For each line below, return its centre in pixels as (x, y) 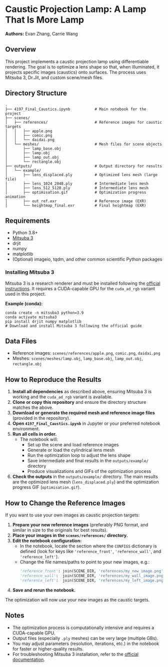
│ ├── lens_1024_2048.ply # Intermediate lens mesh (77, 184)
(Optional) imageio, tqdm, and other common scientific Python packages (87, 259)
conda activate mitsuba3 (31, 317)
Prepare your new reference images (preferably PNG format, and (80, 525)
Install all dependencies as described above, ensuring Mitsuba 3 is (82, 392)
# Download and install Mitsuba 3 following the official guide (73, 326)
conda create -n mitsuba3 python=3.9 (44, 313)
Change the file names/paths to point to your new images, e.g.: (85, 562)
